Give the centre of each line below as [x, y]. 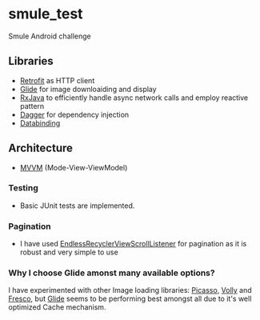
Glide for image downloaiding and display [88, 89]
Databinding [40, 123]
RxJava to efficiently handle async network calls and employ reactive [134, 98]
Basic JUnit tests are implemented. [77, 206]
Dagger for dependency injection [74, 114]
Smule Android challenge [50, 36]
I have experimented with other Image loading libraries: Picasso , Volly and [130, 290]
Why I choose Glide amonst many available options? [112, 273]
